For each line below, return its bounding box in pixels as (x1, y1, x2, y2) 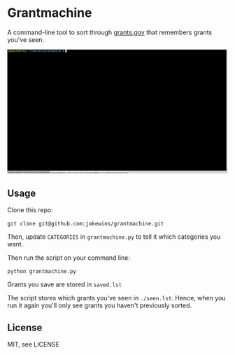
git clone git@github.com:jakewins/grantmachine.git (7, 221, 164, 228)
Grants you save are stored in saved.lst (7, 280, 122, 288)
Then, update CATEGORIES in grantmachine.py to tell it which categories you (7, 232, 221, 241)
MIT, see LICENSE (7, 340, 59, 349)
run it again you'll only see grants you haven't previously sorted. (7, 301, 192, 309)
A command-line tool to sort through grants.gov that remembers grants (7, 28, 212, 36)
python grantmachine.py (7, 268, 77, 275)
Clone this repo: (7, 206, 54, 214)
